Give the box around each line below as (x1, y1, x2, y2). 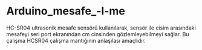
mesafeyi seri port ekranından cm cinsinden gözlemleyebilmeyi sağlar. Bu (6, 30, 189, 37)
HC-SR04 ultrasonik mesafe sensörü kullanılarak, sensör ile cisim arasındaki (6, 24, 197, 31)
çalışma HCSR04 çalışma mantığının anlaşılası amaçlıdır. (6, 37, 146, 44)
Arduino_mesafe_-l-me (6, 4, 125, 18)
